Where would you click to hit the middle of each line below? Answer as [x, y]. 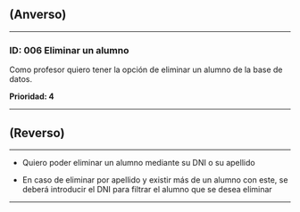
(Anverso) [38, 15]
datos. [21, 79]
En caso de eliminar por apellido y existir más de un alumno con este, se [155, 179]
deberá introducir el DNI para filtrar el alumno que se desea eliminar [147, 189]
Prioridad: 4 [32, 96]
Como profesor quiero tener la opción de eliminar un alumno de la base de [146, 69]
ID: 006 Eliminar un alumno [69, 50]
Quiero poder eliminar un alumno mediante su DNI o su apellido [139, 162]
